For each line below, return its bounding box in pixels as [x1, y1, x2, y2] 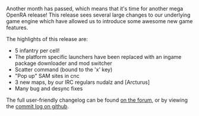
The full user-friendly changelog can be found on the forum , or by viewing [6, 96, 188, 104]
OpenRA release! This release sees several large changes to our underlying [6, 11, 191, 18]
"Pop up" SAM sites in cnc [14, 73, 80, 79]
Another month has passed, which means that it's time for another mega [6, 5, 184, 12]
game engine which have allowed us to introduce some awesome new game [6, 18, 193, 24]
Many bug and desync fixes [14, 85, 83, 92]
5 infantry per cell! [14, 47, 60, 54]
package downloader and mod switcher [14, 59, 112, 67]
